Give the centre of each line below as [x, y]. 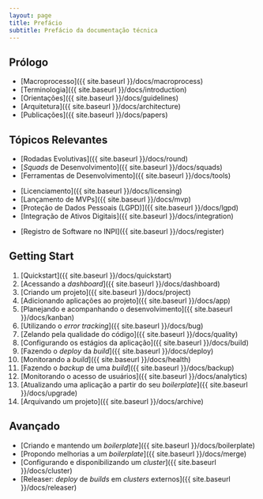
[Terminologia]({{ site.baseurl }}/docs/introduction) [103, 90]
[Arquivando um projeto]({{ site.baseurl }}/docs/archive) [112, 401]
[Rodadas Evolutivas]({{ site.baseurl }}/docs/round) [104, 159]
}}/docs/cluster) [47, 471]
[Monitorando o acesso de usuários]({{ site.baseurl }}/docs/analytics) [134, 376]
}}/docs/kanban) [47, 317]
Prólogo [29, 62]
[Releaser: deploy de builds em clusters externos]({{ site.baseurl [126, 478]
